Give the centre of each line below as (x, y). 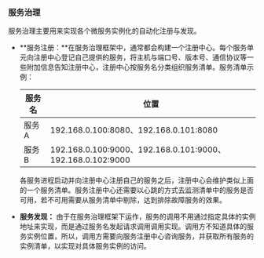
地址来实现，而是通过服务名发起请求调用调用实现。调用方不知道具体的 (133, 227)
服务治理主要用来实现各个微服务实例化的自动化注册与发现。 (104, 31)
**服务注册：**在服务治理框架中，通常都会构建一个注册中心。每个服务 (133, 48)
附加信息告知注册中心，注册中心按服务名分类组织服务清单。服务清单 (137, 67)
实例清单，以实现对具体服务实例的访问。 (85, 246)
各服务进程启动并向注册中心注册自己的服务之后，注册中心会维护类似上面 (136, 180)
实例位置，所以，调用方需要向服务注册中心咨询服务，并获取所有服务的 (140, 236)
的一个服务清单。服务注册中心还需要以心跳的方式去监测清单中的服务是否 (136, 191)
